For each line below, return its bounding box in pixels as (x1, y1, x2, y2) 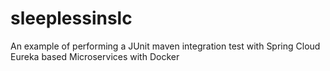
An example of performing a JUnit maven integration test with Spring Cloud (10, 40, 321, 52)
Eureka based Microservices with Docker (10, 50, 180, 62)
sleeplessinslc (10, 7, 133, 30)
